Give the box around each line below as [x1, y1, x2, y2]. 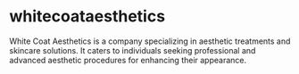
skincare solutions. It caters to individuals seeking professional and [9, 45, 256, 55]
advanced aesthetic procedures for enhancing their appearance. [9, 54, 247, 65]
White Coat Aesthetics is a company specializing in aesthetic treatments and [9, 36, 291, 46]
